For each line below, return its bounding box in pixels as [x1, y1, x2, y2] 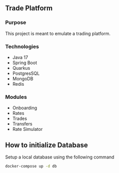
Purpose [5, 19, 26, 26]
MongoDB [12, 75, 33, 82]
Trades [12, 115, 27, 122]
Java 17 [12, 54, 28, 60]
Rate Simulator [12, 126, 43, 132]
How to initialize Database [5, 140, 88, 149]
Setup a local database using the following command [5, 154, 114, 160]
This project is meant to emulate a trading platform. [5, 30, 111, 37]
